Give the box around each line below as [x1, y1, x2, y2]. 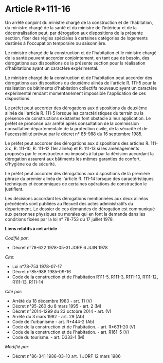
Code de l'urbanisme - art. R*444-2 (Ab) [12, 319, 95, 324]
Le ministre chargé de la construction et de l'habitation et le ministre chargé [5, 50, 157, 56]
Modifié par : [5, 343, 30, 349]
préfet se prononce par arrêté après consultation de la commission [5, 121, 139, 126]
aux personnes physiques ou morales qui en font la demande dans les [5, 211, 145, 217]
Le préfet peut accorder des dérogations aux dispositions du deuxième [5, 105, 147, 111]
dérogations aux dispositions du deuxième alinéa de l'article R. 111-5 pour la [5, 80, 157, 86]
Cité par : [5, 288, 23, 294]
